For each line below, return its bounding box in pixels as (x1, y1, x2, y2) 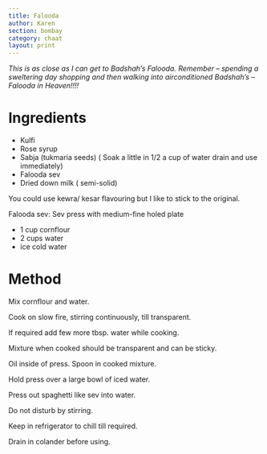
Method (8, 270, 62, 288)
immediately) (19, 162, 63, 171)
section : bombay (8, 27, 63, 35)
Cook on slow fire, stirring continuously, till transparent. (8, 313, 192, 321)
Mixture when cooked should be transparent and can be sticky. (8, 343, 217, 353)
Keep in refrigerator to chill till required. (8, 421, 138, 431)
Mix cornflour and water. (8, 297, 90, 306)
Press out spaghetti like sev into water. (8, 391, 136, 399)
